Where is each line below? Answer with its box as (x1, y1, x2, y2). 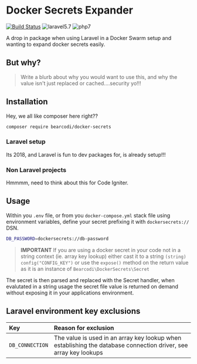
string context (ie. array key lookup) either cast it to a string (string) (20, 253, 186, 260)
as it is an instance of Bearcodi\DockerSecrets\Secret (20, 265, 150, 272)
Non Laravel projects (6, 166, 66, 174)
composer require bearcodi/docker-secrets (6, 124, 111, 130)
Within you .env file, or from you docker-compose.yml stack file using (6, 211, 171, 219)
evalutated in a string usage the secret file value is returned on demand (6, 283, 179, 290)
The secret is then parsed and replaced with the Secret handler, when (6, 276, 175, 283)
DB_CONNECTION (9, 342, 49, 348)
